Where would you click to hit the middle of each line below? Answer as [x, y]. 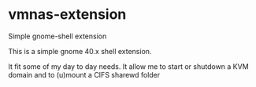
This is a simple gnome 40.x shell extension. [80, 51]
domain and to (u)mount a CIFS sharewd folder [84, 74]
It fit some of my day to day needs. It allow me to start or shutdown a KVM [129, 66]
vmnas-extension [67, 14]
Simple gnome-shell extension [58, 36]
